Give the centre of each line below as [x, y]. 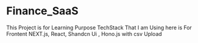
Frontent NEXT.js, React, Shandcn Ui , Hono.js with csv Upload [84, 33]
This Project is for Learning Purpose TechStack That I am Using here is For [99, 27]
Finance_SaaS [42, 11]
